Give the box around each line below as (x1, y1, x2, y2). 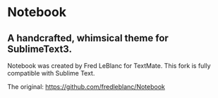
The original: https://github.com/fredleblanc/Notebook (7, 83, 166, 91)
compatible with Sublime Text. (7, 69, 95, 77)
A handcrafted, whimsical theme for (7, 32, 169, 44)
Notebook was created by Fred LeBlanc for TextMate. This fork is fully (7, 62, 211, 70)
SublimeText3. (7, 43, 73, 55)
